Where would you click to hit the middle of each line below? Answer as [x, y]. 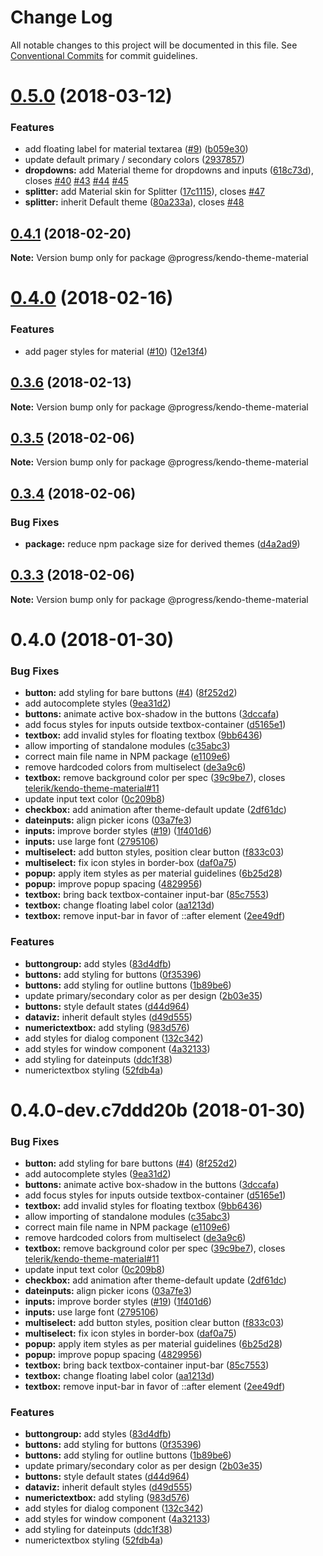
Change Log [61, 17]
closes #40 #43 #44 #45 [76, 181]
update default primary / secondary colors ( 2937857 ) [134, 160]
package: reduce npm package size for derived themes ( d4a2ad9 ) [162, 544]
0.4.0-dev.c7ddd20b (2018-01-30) [158, 1110]
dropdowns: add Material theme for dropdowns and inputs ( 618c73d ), [169, 170]
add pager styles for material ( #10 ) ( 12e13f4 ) [116, 351]
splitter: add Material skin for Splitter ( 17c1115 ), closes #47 [145, 192]
